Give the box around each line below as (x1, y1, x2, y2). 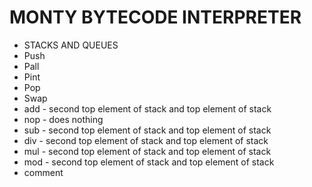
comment (23, 166, 64, 178)
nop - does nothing (23, 113, 104, 125)
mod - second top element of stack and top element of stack (23, 156, 275, 168)
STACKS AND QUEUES (23, 39, 119, 51)
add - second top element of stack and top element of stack (23, 102, 272, 115)
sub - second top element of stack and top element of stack (23, 124, 272, 136)
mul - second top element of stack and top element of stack (23, 145, 272, 157)
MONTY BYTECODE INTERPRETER (9, 6, 302, 29)
